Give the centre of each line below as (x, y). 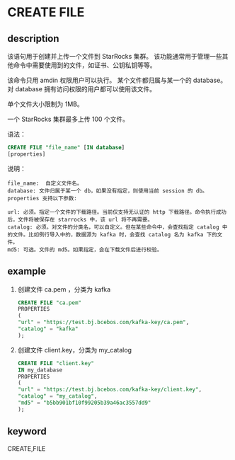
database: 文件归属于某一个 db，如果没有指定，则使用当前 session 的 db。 (108, 191)
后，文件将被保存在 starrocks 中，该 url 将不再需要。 (80, 219)
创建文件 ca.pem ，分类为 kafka (64, 289)
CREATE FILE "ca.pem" (50, 303)
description (33, 39)
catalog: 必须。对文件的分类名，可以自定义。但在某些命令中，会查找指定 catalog (113, 227)
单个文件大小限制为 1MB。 (45, 104)
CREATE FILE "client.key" (56, 363)
